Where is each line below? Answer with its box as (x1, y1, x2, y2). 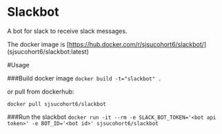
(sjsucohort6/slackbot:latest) (7, 47, 90, 56)
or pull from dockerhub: (7, 87, 74, 96)
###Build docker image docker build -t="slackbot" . (7, 74, 162, 82)
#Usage (7, 60, 30, 69)
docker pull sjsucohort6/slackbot (7, 100, 107, 107)
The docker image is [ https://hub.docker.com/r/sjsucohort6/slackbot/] (7, 40, 207, 48)
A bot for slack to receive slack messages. (7, 27, 128, 35)
